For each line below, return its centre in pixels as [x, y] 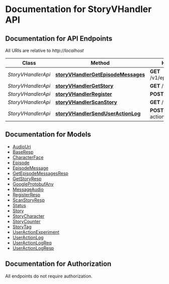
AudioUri [22, 146]
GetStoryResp [27, 178]
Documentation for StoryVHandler [78, 9]
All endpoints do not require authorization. [49, 276]
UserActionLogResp [33, 248]
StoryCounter [27, 221]
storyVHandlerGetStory [84, 86]
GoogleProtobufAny [33, 184]
